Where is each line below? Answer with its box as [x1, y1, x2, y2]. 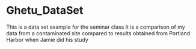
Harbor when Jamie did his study [6, 36, 88, 43]
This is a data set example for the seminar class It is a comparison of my [6, 23, 185, 30]
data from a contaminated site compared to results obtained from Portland [6, 29, 191, 36]
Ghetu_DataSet [6, 4, 84, 17]
